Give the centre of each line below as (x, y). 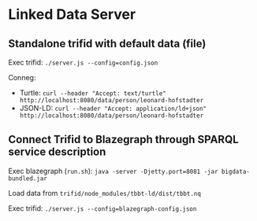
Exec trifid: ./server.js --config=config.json (83, 62)
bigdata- (235, 171)
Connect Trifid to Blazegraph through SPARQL (123, 140)
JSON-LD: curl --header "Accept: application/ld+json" (113, 108)
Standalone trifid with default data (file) (107, 44)
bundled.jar (28, 179)
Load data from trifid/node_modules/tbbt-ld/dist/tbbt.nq (104, 193)
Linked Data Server (72, 15)
